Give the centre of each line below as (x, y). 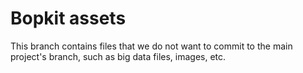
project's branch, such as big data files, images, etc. (118, 56)
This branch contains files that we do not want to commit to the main (151, 46)
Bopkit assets (68, 18)
